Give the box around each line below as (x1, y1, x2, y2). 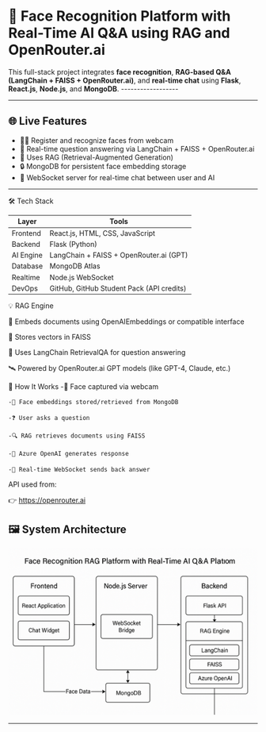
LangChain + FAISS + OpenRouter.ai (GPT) (49, 250, 188, 260)
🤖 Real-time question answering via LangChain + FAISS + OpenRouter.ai (19, 144, 255, 153)
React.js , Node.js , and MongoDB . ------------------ (8, 83, 179, 94)
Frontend (11, 228, 42, 237)
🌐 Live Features (8, 114, 87, 128)
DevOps (11, 283, 38, 293)
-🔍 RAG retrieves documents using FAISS (8, 432, 146, 440)
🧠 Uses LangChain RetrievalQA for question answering (8, 348, 186, 357)
